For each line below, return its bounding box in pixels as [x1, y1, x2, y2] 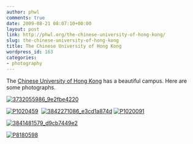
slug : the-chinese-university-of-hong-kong [6, 37, 119, 44]
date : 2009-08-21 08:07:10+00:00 [6, 20, 92, 26]
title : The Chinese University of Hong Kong [6, 44, 122, 50]
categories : [6, 55, 37, 61]
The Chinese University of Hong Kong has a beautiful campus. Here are [6, 77, 187, 85]
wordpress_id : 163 [6, 49, 53, 55]
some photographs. [6, 83, 56, 91]
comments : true [6, 15, 45, 21]
